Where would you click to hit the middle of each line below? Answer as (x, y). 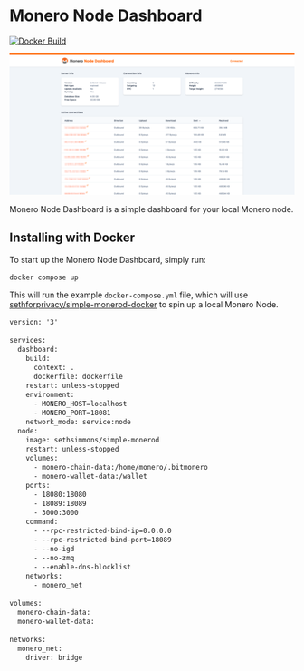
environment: (50, 394)
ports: (38, 485)
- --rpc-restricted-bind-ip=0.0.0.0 (102, 530)
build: (38, 358)
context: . (54, 367)
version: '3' (34, 322)
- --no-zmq (54, 558)
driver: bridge (54, 657)
